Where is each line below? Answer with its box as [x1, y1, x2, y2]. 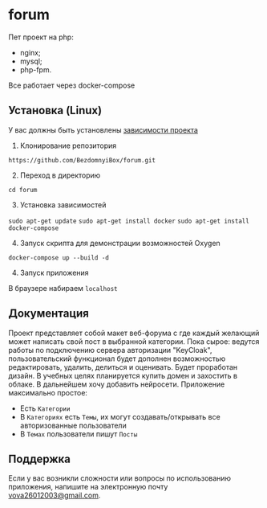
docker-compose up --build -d [8, 253, 110, 262]
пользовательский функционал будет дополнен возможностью [8, 354, 226, 363]
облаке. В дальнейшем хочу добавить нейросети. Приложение [8, 379, 225, 389]
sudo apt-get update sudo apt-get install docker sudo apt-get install [8, 217, 250, 225]
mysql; [19, 56, 42, 66]
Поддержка [8, 452, 71, 465]
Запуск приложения [19, 268, 90, 277]
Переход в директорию [19, 170, 101, 180]
